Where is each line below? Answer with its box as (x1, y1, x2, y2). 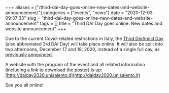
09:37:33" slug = (5, 15, 41, 21)
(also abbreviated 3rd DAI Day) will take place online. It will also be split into (5, 41, 163, 47)
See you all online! (5, 82, 44, 88)
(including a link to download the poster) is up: (5, 67, 103, 73)
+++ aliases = (5, 5, 35, 10)
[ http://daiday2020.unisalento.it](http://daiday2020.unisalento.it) (5, 72, 141, 78)
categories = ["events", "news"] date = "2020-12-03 (43, 10, 153, 16)
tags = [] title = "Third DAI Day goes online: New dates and (40, 20, 162, 26)
